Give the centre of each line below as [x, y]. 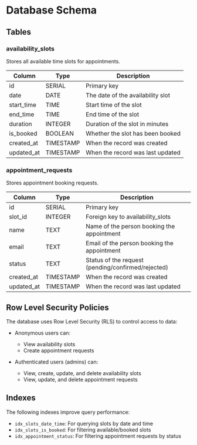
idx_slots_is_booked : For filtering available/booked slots [83, 430]
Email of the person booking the [130, 243]
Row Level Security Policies [58, 307]
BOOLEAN [60, 133]
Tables [18, 32]
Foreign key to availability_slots [128, 217]
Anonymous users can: [43, 333]
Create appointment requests [59, 350]
